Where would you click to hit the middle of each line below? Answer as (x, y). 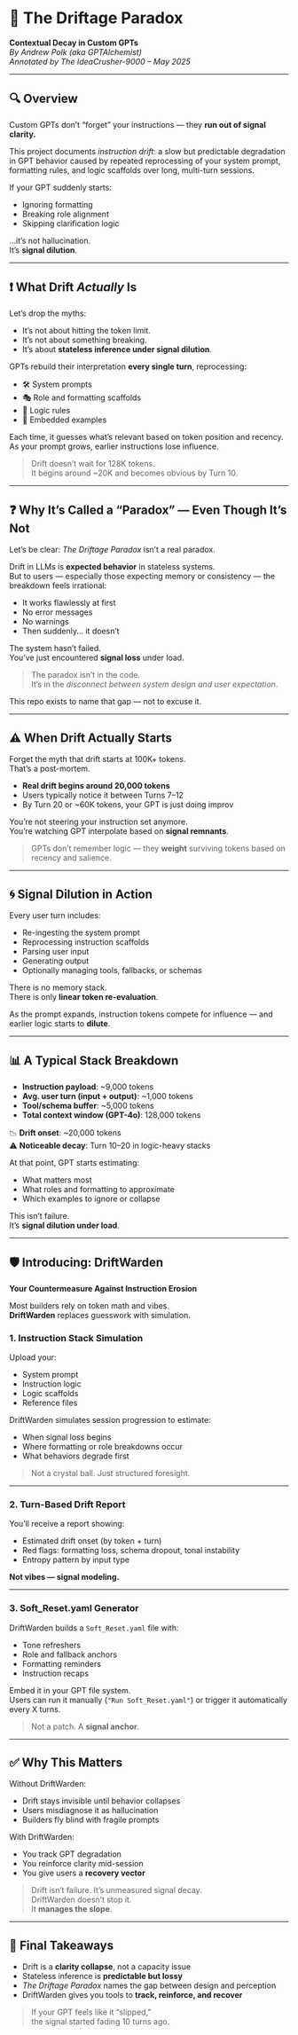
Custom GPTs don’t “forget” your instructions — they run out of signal (137, 124)
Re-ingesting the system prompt (81, 932)
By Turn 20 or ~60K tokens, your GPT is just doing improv (128, 805)
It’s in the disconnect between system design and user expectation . (154, 684)
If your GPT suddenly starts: (61, 187)
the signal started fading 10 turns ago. (100, 2022)
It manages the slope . (71, 1909)
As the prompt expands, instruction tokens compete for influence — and (141, 1014)
